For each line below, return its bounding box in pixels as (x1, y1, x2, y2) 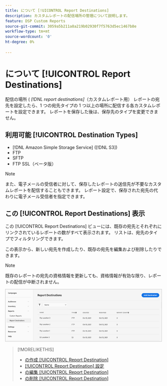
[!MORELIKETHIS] (17, 346, 54, 352)
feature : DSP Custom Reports (5, 18, 66, 23)
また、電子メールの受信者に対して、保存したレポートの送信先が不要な (5, 181, 149, 187)
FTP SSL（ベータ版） (12, 160, 56, 166)
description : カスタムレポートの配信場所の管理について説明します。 (5, 13, 130, 18)
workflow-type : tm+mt (5, 29, 50, 34)
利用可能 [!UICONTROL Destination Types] (5, 131, 138, 139)
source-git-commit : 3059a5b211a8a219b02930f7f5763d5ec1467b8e (5, 24, 137, 29)
